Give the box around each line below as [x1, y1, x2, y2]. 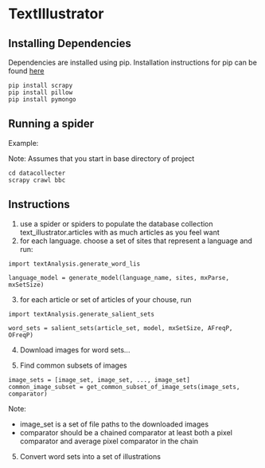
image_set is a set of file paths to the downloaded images [19, 419, 209, 429]
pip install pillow [8, 88, 73, 96]
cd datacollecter [8, 169, 66, 177]
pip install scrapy [8, 81, 73, 89]
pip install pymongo [8, 96, 77, 104]
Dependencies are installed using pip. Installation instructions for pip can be [8, 57, 257, 67]
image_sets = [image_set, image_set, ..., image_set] [8, 376, 191, 383]
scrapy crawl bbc [8, 176, 66, 184]
